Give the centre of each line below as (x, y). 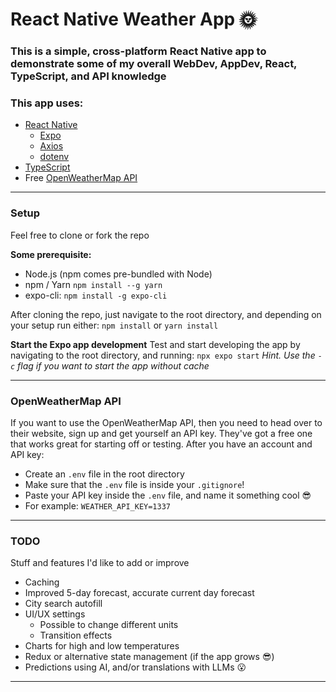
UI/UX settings (55, 614)
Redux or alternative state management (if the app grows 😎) (149, 657)
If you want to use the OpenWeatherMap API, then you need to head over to (166, 422)
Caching (42, 582)
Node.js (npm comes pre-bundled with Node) (118, 274)
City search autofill (63, 604)
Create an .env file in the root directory (104, 474)
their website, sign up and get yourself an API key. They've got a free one (161, 433)
